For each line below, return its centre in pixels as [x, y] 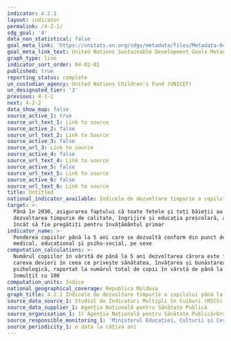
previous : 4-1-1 [30, 97]
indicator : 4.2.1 [32, 13]
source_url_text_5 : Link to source [58, 173]
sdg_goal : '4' [27, 33]
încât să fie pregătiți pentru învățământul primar [89, 224]
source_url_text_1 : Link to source [58, 122]
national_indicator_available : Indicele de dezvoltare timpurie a [104, 199]
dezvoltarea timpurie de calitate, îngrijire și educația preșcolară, [117, 218]
